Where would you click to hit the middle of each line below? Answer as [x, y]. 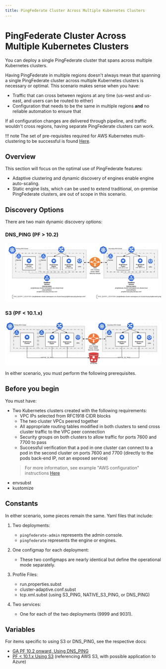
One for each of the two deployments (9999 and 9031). [76, 614]
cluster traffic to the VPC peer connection [62, 432]
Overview [21, 157]
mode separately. [37, 564]
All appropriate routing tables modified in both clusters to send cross [90, 426]
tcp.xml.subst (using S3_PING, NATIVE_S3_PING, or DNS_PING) [85, 594]
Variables [20, 630]
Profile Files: [25, 574]
